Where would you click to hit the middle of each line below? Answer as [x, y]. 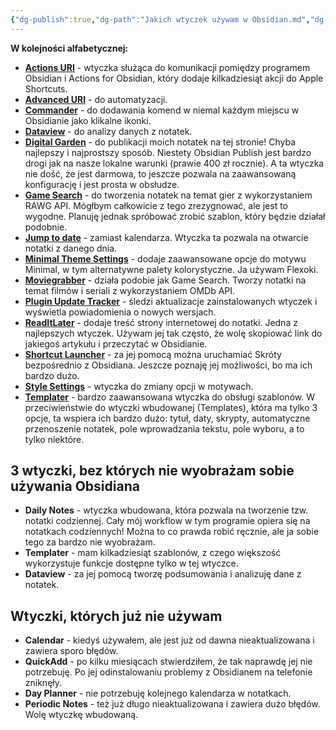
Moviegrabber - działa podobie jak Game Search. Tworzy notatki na [165, 280]
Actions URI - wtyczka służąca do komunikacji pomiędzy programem [167, 67]
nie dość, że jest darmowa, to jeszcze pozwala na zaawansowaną [160, 173]
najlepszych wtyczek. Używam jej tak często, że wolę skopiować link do [173, 333]
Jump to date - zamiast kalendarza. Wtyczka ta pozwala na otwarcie [166, 237]
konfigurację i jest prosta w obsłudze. [102, 184]
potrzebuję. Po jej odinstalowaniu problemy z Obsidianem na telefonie [168, 672]
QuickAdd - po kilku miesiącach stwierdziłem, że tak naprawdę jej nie [168, 662]
